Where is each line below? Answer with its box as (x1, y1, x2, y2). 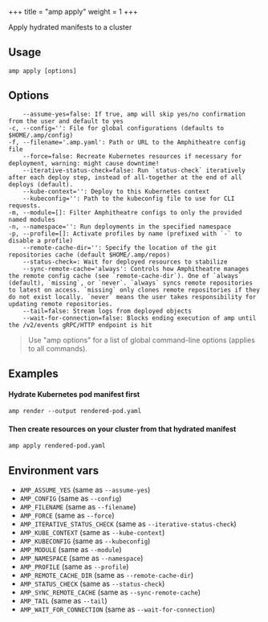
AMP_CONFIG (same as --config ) (19, 493, 122, 503)
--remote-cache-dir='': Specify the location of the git (22, 243, 217, 252)
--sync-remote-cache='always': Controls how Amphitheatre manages (22, 264, 250, 272)
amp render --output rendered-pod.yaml (8, 407, 142, 415)
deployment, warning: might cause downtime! (8, 159, 160, 167)
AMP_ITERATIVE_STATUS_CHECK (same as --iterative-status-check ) (19, 519, 237, 529)
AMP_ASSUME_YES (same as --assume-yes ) (19, 485, 151, 495)
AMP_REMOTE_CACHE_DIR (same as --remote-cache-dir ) (19, 571, 194, 580)
